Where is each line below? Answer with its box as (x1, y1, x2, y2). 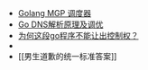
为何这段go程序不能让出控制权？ (17, 31, 139, 40)
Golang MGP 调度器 (17, 8, 92, 18)
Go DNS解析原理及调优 (17, 19, 104, 30)
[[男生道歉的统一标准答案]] (17, 51, 117, 61)
